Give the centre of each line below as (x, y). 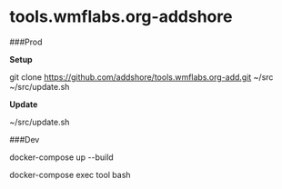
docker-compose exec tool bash (70, 174)
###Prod (26, 42)
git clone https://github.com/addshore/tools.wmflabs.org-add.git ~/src (141, 77)
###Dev (25, 139)
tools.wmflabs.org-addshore (121, 17)
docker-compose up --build (61, 157)
